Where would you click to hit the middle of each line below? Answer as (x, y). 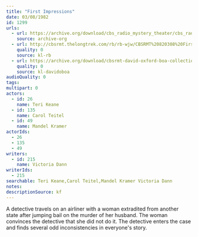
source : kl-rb (34, 55)
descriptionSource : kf (34, 192)
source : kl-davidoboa (43, 72)
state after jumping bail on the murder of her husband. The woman (87, 215)
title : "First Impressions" (41, 11)
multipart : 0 (22, 88)
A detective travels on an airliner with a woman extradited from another (92, 209)
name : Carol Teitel (41, 115)
